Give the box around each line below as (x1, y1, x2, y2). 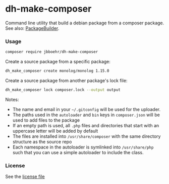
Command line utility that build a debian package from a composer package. (5, 20, 164, 26)
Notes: (5, 96, 19, 102)
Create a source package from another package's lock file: (5, 77, 128, 84)
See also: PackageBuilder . (5, 25, 60, 31)
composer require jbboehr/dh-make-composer (5, 49, 98, 55)
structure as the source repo (12, 138, 72, 144)
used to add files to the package (12, 117, 80, 123)
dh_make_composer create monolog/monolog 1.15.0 (5, 68, 109, 73)
